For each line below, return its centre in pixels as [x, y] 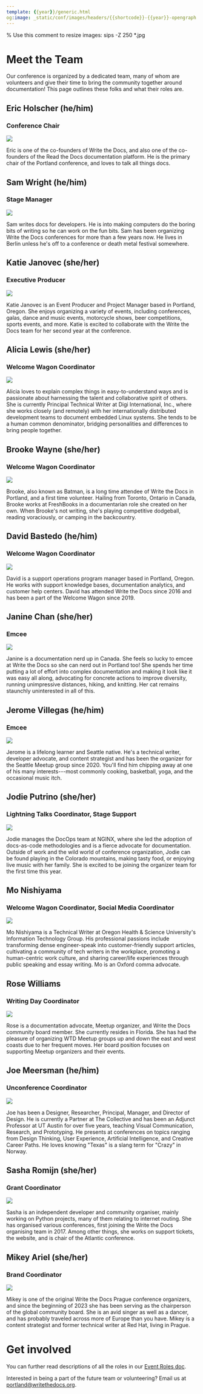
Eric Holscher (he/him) [50, 108]
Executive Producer [36, 280]
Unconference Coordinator [47, 1088]
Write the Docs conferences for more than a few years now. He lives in [95, 237]
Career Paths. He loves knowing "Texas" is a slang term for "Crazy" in [94, 1145]
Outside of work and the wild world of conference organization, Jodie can [98, 852]
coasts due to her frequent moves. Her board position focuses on [88, 1045]
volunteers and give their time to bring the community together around [94, 83]
